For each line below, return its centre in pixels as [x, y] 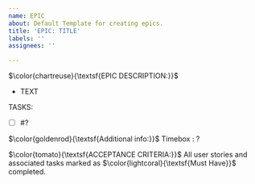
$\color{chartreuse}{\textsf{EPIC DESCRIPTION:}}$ [93, 76]
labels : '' [27, 38]
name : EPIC [27, 16]
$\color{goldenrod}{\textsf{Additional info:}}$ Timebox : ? [104, 139]
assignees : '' [32, 46]
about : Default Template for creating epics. [86, 23]
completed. [27, 172]
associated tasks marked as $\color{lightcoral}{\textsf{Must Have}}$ [122, 163]
